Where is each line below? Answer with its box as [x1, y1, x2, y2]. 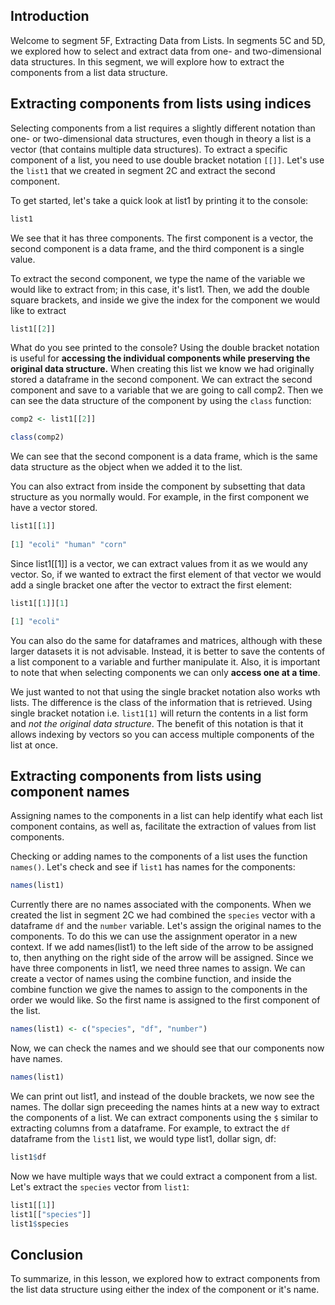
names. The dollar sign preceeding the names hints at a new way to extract [10, 1100, 320, 1113]
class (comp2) [10, 432, 65, 443]
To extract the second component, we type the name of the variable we [10, 272, 306, 284]
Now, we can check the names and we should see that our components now [10, 1042, 325, 1054]
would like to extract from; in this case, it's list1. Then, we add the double [10, 283, 310, 295]
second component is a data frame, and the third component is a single [10, 242, 305, 254]
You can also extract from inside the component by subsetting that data [10, 480, 306, 493]
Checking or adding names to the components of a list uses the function [10, 850, 308, 863]
